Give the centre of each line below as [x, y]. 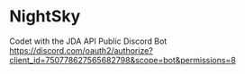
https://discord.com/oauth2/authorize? [81, 50]
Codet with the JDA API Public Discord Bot [88, 41]
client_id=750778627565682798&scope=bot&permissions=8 [122, 60]
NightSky [45, 16]
